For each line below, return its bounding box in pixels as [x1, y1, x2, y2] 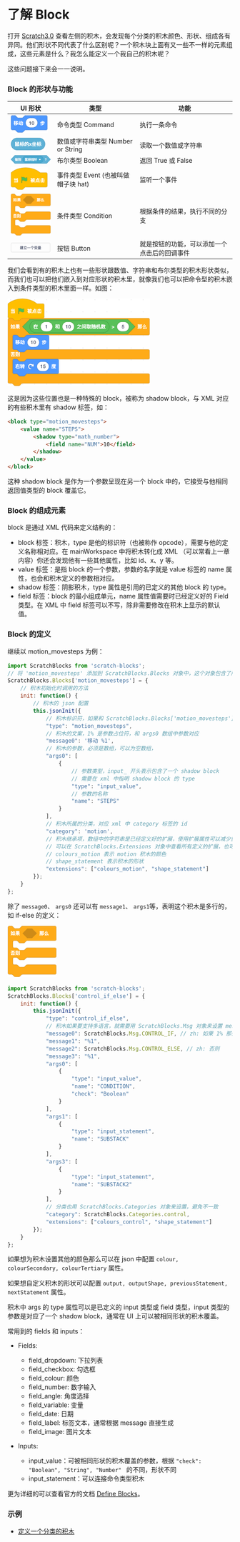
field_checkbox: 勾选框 [28, 1365, 96, 1373]
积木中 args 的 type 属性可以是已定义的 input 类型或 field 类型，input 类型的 [7, 1303, 230, 1311]
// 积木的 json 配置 [33, 700, 89, 707]
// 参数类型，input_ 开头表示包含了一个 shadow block [71, 767, 220, 775]
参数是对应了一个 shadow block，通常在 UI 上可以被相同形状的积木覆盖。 [7, 1312, 223, 1321]
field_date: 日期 [28, 1410, 74, 1418]
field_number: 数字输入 [28, 1383, 96, 1391]
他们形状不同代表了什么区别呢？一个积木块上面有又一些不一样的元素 [26, 40, 226, 49]
